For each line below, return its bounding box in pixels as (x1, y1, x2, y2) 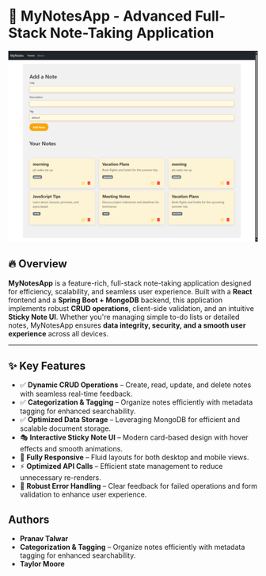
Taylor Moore (19, 559, 65, 569)
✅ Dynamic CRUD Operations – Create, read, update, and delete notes (19, 380, 252, 390)
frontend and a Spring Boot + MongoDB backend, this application (8, 295, 223, 305)
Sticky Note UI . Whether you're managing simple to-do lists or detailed (8, 312, 240, 321)
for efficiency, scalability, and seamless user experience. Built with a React (8, 286, 253, 296)
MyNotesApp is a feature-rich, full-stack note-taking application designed (8, 278, 252, 288)
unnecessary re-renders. (19, 473, 101, 482)
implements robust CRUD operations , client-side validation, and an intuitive (8, 303, 255, 313)
